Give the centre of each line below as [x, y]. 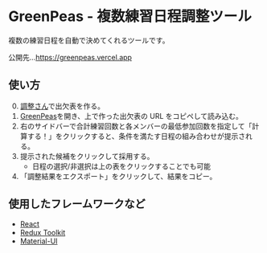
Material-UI [39, 241]
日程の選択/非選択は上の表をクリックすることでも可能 [121, 166]
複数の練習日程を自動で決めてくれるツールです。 [89, 40]
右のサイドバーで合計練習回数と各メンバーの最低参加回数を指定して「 [136, 126]
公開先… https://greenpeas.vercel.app [70, 57]
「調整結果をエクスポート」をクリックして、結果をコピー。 [118, 176]
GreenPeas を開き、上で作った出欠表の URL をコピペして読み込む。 [131, 116]
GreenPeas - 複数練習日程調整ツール [130, 16]
